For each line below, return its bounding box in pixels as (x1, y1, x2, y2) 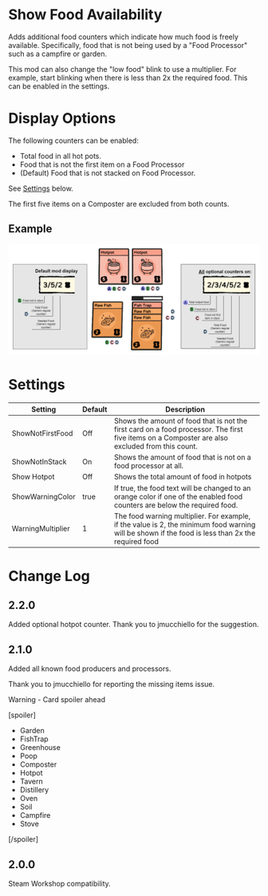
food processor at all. (114, 461, 184, 471)
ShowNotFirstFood (11, 428, 73, 438)
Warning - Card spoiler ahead (8, 695, 106, 705)
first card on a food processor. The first (114, 424, 243, 434)
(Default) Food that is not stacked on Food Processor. (19, 168, 196, 177)
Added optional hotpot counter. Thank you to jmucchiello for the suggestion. (8, 620, 259, 630)
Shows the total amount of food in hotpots (114, 472, 252, 482)
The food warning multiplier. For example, (114, 511, 251, 520)
